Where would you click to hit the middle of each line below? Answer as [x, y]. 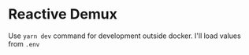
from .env [24, 43]
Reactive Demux [63, 14]
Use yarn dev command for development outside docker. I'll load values [125, 36]
